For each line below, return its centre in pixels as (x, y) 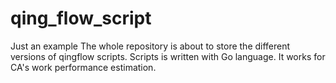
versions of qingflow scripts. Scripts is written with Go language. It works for (168, 56)
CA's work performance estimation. (83, 67)
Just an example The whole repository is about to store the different (150, 46)
